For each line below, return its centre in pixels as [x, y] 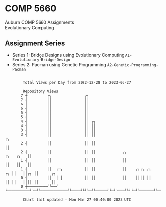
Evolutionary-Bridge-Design [41, 60]
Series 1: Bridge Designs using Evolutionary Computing [68, 55]
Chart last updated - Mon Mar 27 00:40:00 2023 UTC [77, 199]
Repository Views [41, 91]
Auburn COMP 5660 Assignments [40, 22]
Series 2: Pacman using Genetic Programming [59, 64]
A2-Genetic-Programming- [133, 65]
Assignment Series [35, 43]
